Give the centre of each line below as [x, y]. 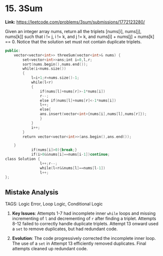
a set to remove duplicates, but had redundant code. [65, 229]
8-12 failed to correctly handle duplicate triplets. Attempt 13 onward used [85, 224]
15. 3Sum [24, 9]
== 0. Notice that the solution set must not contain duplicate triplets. [73, 41]
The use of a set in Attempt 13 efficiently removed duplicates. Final [79, 243]
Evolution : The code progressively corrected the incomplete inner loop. [84, 238]
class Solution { [23, 159]
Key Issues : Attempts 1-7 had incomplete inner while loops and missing [84, 213]
